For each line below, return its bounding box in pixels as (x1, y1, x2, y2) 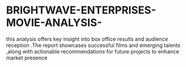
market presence (6, 54, 48, 61)
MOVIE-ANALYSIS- (6, 16, 102, 29)
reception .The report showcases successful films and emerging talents (6, 42, 181, 49)
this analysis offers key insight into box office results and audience (6, 35, 168, 42)
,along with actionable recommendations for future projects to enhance (6, 48, 180, 55)
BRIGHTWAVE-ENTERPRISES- (6, 4, 156, 17)
